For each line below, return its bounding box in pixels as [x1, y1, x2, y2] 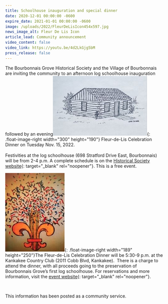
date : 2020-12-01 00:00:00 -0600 [5, 13, 75, 19]
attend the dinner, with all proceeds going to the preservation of [5, 263, 137, 269]
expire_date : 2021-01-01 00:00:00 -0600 [5, 19, 91, 24]
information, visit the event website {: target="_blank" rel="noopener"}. [5, 273, 151, 279]
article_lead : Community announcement [5, 35, 86, 40]
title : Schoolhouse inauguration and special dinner [5, 8, 118, 13]
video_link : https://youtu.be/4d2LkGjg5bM [5, 45, 95, 50]
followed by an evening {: [5, 131, 150, 137]
